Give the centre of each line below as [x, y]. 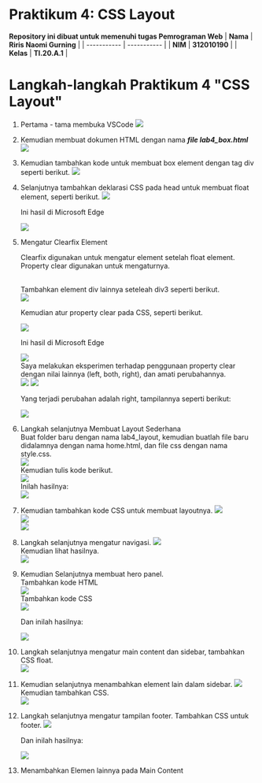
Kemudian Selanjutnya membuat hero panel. [92, 573]
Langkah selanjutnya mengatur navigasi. [86, 542]
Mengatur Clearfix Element [64, 242]
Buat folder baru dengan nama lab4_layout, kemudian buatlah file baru [134, 437]
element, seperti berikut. [60, 197]
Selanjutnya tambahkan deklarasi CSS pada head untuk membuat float [135, 187]
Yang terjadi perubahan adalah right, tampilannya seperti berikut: [125, 399]
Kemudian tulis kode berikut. [66, 469]
